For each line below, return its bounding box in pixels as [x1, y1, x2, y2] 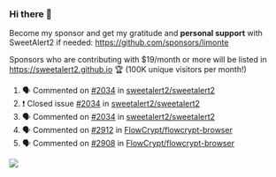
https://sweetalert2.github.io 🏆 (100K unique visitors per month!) [9, 64, 248, 75]
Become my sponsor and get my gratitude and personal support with [9, 28, 263, 39]
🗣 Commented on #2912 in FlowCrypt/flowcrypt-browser [21, 125, 233, 136]
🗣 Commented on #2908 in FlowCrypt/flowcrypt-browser [21, 138, 234, 149]
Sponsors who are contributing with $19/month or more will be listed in [9, 55, 267, 65]
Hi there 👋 [9, 8, 53, 20]
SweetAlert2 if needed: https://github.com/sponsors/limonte [9, 37, 229, 48]
